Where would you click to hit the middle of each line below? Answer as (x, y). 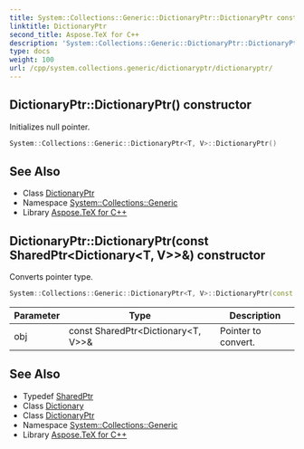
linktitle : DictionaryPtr (58, 26)
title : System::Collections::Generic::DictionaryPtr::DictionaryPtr (141, 18)
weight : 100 (32, 60)
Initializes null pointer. (50, 127)
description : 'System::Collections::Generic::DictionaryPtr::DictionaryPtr (155, 43)
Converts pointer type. (51, 277)
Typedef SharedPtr (58, 396)
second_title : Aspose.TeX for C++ (75, 34)
